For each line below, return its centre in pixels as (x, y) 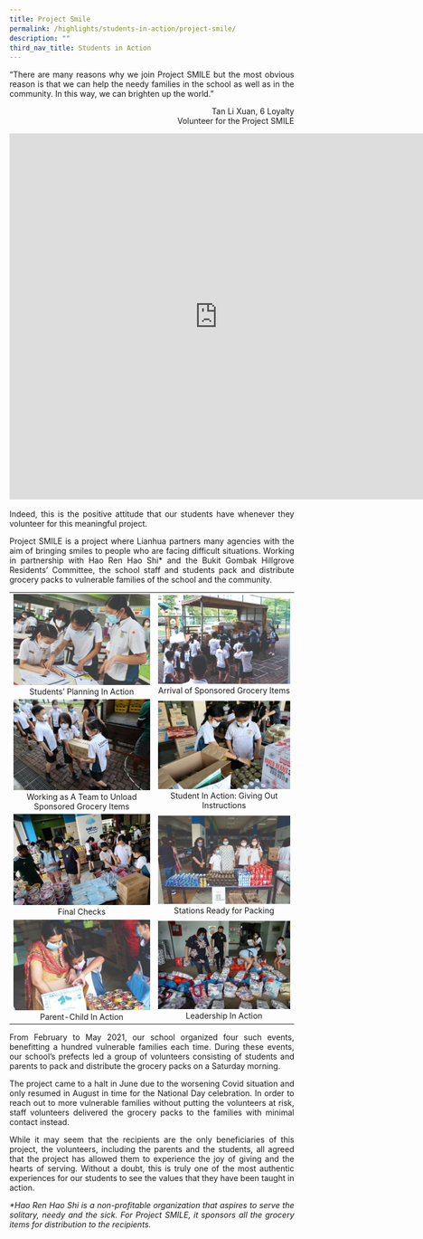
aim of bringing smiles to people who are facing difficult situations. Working (152, 551)
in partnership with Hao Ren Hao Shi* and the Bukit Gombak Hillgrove (152, 560)
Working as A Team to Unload (82, 797)
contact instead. (39, 1121)
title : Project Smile (50, 19)
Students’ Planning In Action (82, 691)
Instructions (224, 805)
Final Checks (82, 912)
